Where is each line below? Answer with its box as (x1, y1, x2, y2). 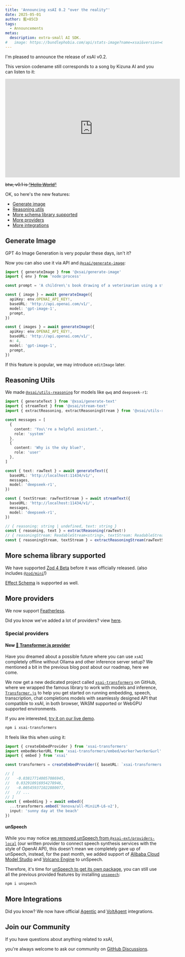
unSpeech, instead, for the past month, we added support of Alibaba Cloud (5, 851, 160, 857)
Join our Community (5, 923, 70, 931)
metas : (5, 31, 19, 36)
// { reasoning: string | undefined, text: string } (5, 524, 117, 529)
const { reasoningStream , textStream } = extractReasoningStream (5, 538, 144, 543)
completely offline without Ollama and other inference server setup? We (5, 658, 153, 664)
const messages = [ (5, 417, 46, 422)
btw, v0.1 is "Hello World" (5, 181, 57, 187)
